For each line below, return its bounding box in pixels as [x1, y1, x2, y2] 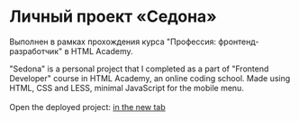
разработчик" [9, 45, 63, 56]
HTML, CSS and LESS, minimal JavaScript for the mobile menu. [9, 82, 245, 93]
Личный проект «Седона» [9, 6, 218, 27]
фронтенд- [217, 36, 259, 47]
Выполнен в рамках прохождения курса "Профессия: [9, 36, 217, 47]
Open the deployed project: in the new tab [9, 101, 167, 112]
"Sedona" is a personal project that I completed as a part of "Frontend [9, 63, 269, 74]
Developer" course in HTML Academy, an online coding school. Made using [9, 72, 291, 83]
